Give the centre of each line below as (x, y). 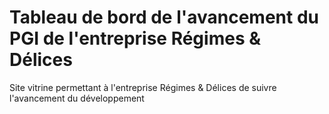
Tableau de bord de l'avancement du (164, 17)
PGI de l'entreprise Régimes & (135, 38)
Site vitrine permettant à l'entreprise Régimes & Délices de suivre (143, 87)
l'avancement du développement (77, 98)
